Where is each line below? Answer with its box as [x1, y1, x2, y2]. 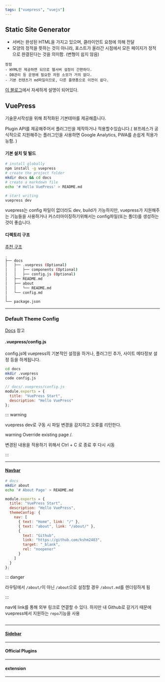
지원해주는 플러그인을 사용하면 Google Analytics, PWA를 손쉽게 [22, 132, 145, 138]
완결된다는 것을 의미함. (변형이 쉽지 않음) [21, 51, 100, 57]
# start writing [5, 193, 38, 198]
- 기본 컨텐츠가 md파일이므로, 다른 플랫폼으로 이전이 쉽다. [5, 78, 109, 83]
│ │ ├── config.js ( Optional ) [5, 272, 76, 277]
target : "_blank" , [23, 542, 60, 547]
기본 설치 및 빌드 [5, 150, 36, 156]
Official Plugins [5, 648, 37, 654]
